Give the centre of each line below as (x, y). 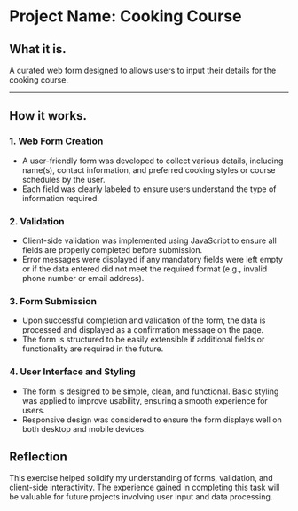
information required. (61, 198)
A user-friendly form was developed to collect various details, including (153, 161)
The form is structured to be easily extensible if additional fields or (143, 340)
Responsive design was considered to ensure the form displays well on (152, 420)
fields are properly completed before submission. (112, 249)
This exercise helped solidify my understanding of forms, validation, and (141, 478)
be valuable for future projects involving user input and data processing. (141, 497)
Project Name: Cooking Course (125, 16)
